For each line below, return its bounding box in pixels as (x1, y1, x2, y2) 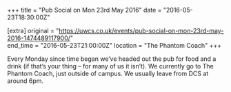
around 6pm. (7, 77, 43, 85)
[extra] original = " (7, 27, 59, 35)
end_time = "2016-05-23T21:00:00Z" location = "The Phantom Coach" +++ (7, 42, 222, 49)
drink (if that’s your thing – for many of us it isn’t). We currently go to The (7, 62, 214, 70)
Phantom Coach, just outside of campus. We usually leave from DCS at (7, 69, 209, 77)
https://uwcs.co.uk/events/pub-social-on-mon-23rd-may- (58, 27, 224, 35)
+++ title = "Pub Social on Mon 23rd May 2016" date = (7, 6, 162, 14)
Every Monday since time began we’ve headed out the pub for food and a (7, 55, 217, 63)
